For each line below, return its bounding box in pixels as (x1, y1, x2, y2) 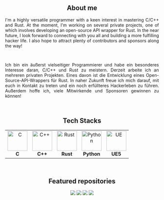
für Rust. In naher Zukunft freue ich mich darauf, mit (51, 77, 159, 83)
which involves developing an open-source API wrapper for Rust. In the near (5, 27, 159, 33)
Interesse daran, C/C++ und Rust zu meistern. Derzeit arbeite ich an (5, 67, 159, 73)
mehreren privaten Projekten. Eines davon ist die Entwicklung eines (5, 72, 145, 78)
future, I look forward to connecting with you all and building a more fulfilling (5, 32, 159, 38)
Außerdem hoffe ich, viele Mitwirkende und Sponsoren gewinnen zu (5, 88, 159, 93)
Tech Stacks (62, 117, 102, 125)
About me (66, 4, 98, 12)
